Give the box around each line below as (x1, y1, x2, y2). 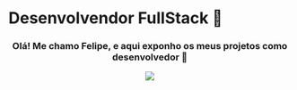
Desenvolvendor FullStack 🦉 (8, 8, 223, 29)
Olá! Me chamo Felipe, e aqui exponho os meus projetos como (12, 40, 288, 53)
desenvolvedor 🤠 (112, 51, 188, 63)
